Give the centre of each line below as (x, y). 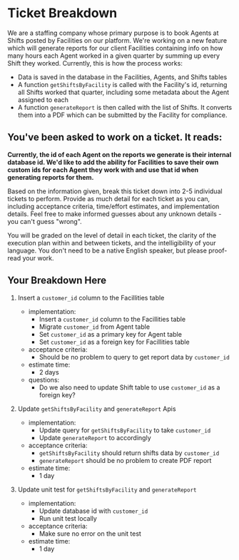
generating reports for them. (51, 177)
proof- (218, 250)
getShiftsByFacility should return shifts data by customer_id (129, 453)
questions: (44, 380)
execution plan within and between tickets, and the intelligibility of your (112, 243)
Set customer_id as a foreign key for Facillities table (115, 342)
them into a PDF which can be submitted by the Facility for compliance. (122, 115)
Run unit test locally (68, 518)
